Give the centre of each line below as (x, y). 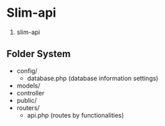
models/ (29, 86)
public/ (27, 100)
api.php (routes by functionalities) (76, 115)
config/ (27, 70)
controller (30, 93)
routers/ (28, 108)
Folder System (39, 54)
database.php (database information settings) (93, 78)
